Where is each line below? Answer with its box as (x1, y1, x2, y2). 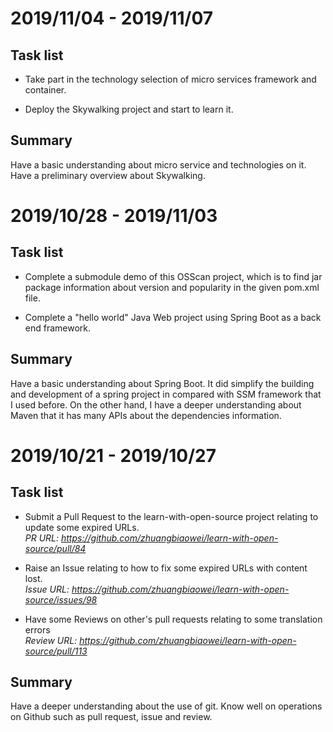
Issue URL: (24, 583, 70, 595)
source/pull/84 (24, 542, 87, 554)
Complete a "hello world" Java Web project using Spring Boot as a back (24, 311, 322, 323)
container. (24, 84, 67, 96)
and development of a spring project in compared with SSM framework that (10, 388, 322, 400)
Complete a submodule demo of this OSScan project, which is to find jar (24, 270, 323, 282)
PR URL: (24, 532, 60, 544)
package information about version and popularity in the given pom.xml (24, 281, 320, 293)
